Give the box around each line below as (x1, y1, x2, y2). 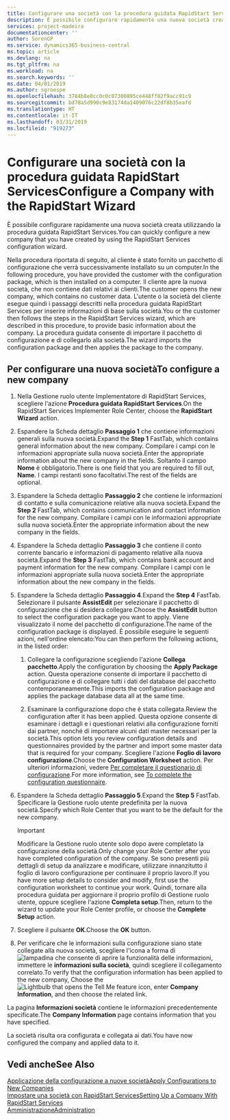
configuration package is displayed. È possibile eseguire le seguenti (16, 628, 209, 636)
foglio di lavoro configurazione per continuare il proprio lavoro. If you (16, 869, 210, 877)
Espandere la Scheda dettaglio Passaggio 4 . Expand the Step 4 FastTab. (16, 591, 221, 599)
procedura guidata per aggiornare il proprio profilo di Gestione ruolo (16, 891, 209, 899)
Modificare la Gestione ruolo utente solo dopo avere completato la (16, 839, 204, 848)
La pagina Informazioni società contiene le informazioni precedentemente (7, 1003, 218, 1012)
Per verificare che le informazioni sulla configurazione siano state (16, 939, 202, 947)
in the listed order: (16, 642, 69, 650)
